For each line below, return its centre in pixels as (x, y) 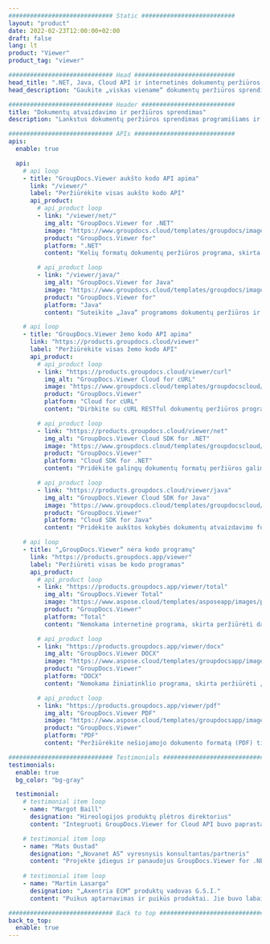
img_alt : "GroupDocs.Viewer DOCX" (102, 654)
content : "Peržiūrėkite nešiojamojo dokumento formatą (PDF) (148, 743)
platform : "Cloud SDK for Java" (98, 520)
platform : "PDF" (71, 736)
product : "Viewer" (39, 53)
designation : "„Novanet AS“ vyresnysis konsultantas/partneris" (139, 854)
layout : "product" (39, 23)
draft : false (30, 38)
